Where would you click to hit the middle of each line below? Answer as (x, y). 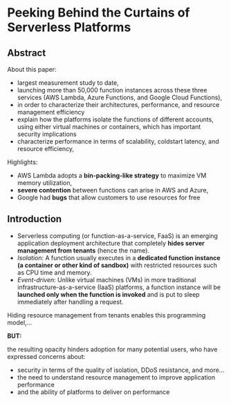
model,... (20, 322)
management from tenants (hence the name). (83, 250)
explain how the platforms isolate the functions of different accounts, (115, 119)
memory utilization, (45, 183)
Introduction (35, 219)
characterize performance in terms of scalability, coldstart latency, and (118, 141)
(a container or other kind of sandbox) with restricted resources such (117, 265)
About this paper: (32, 69)
